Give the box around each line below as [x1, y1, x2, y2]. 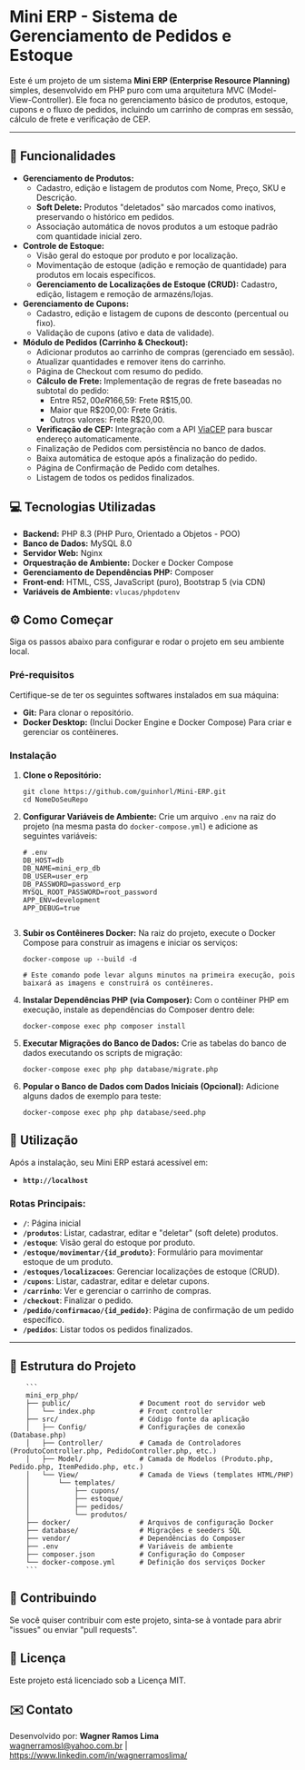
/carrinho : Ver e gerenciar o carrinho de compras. [22, 1286, 212, 1297]
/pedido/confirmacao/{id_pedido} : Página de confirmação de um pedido [22, 1305, 295, 1316]
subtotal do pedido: [35, 384, 110, 396]
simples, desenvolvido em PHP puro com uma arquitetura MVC [9, 85, 245, 95]
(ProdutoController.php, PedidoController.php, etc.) [9, 1447, 218, 1456]
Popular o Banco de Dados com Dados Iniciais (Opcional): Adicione [22, 1080, 280, 1091]
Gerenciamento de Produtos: [22, 173, 134, 184]
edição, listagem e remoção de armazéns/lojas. [35, 288, 213, 299]
